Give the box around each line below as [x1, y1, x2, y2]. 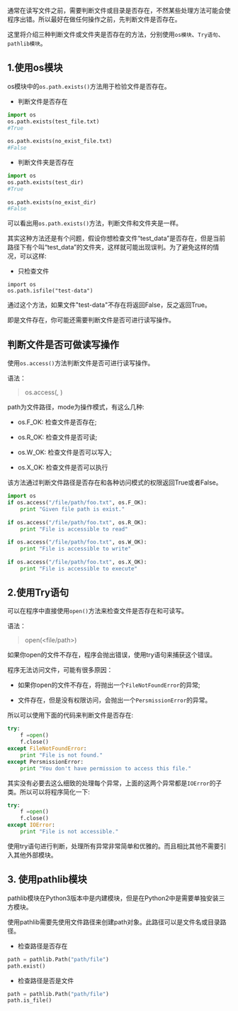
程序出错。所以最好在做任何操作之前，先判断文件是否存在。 [7, 15, 181, 23]
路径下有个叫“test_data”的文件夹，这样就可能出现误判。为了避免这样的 [7, 243, 213, 252]
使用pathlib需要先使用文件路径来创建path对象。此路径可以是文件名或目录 [7, 917, 221, 926]
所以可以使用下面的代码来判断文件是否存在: [7, 711, 134, 720]
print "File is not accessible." [20, 828, 119, 836]
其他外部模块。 [13, 850, 57, 859]
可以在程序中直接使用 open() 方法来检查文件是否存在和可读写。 [7, 607, 188, 615]
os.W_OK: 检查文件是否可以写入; [17, 448, 112, 457]
